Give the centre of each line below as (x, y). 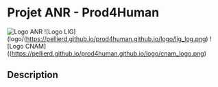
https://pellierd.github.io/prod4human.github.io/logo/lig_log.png (116, 38)
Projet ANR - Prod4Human (83, 13)
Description (33, 75)
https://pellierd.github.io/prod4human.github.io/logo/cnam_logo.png (108, 53)
